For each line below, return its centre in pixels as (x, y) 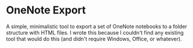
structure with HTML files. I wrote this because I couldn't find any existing (95, 32)
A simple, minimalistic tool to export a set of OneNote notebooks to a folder (96, 26)
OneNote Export (46, 10)
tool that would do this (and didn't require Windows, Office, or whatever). (94, 39)
